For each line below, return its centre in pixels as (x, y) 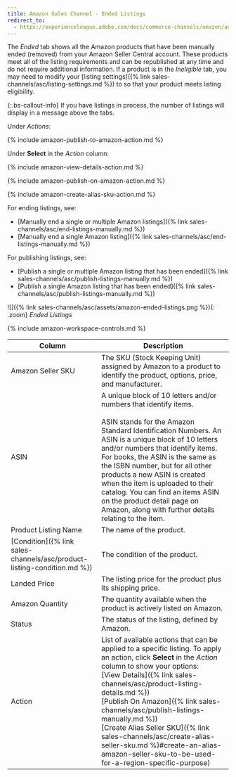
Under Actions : (29, 127)
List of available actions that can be (159, 640)
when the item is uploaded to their (158, 484)
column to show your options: (150, 667)
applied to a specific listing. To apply (162, 649)
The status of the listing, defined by (160, 619)
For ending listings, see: (42, 208)
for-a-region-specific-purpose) (156, 763)
